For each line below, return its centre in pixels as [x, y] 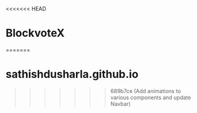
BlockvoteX [35, 33]
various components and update [151, 97]
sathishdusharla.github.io [72, 74]
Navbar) [120, 104]
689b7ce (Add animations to [146, 91]
